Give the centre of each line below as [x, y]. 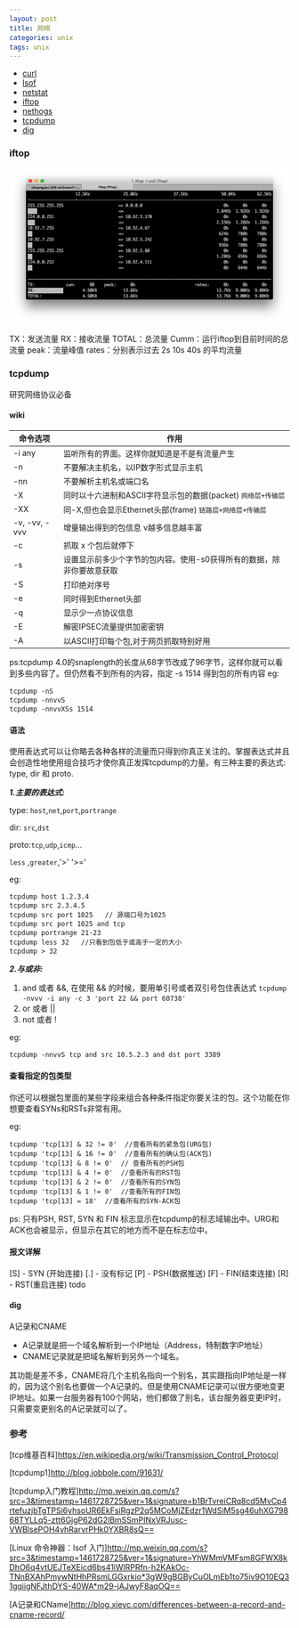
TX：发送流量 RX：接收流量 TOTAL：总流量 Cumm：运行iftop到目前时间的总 [149, 339]
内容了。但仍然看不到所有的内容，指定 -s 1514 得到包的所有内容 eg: [156, 673]
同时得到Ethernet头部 [103, 598]
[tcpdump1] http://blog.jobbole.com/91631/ [86, 1473]
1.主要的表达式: [37, 793]
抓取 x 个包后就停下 [99, 545]
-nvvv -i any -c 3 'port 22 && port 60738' [104, 999]
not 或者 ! [39, 1020]
